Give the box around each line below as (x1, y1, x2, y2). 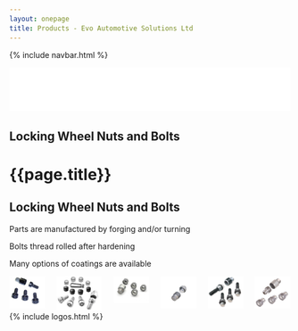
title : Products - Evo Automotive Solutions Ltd (9, 23, 194, 33)
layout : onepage (9, 14, 70, 23)
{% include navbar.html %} (9, 49, 109, 60)
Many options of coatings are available (9, 258, 152, 269)
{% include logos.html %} (9, 310, 104, 321)
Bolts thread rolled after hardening (9, 241, 136, 252)
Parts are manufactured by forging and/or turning (9, 223, 191, 234)
